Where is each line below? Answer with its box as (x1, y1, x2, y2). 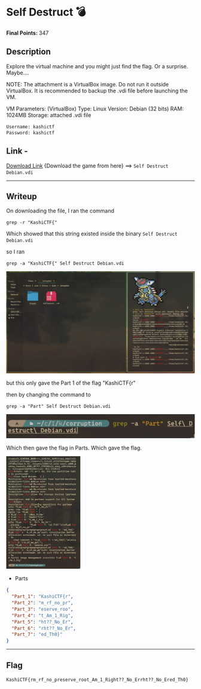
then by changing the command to (6, 391, 91, 399)
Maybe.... (6, 69, 30, 76)
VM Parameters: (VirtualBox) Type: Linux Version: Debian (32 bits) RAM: (6, 105, 184, 112)
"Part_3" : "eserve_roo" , (11, 606, 74, 612)
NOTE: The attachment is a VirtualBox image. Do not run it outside (6, 80, 169, 88)
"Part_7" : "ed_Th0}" (11, 631, 63, 637)
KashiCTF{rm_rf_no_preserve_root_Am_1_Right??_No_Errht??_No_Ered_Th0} (6, 676, 188, 682)
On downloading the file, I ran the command (6, 207, 115, 214)
